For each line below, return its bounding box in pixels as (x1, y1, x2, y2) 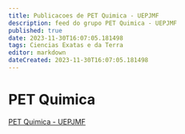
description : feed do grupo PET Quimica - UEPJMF (8, 19, 178, 27)
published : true (8, 26, 62, 34)
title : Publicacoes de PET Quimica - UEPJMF (8, 11, 159, 20)
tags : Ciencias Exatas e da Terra (8, 41, 124, 49)
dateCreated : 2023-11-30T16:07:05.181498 (8, 57, 149, 65)
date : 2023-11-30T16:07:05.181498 (8, 33, 124, 42)
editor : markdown (8, 49, 66, 57)
